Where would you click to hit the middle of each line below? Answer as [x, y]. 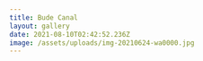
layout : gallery [40, 26]
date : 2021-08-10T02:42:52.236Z [70, 34]
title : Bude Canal [44, 17]
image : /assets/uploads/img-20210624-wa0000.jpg [102, 43]
